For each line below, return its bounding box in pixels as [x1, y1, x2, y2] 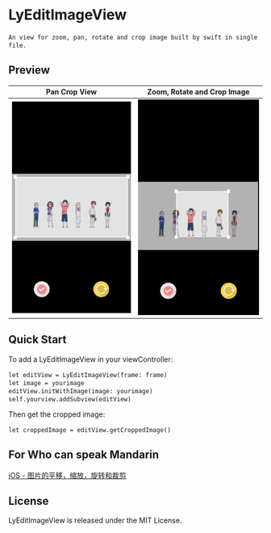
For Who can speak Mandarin [8, 448, 160, 462]
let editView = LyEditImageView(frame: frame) [8, 371, 168, 379]
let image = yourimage [8, 379, 85, 387]
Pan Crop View [45, 87, 98, 97]
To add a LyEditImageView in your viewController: [8, 354, 173, 364]
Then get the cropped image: [8, 409, 106, 419]
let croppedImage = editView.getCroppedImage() [8, 426, 172, 434]
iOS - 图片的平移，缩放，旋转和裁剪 [8, 470, 127, 480]
